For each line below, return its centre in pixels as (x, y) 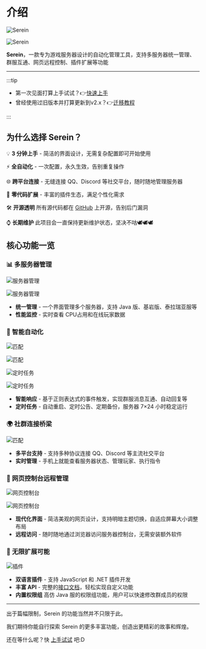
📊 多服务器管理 (29, 264)
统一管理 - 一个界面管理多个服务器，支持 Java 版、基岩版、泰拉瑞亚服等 (106, 307)
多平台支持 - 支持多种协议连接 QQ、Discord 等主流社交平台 (90, 453)
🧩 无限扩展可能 (28, 551)
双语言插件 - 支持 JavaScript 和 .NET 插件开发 (73, 579)
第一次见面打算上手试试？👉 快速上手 (62, 93)
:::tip (12, 80)
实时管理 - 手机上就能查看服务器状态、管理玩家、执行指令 (88, 461)
